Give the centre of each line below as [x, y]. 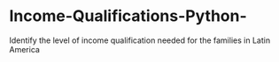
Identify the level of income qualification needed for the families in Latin [140, 40]
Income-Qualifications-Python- [128, 16]
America [24, 49]
